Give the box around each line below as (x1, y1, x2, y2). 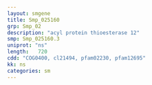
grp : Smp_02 (7, 23, 41, 29)
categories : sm (7, 67, 51, 74)
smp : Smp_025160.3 (7, 36, 60, 42)
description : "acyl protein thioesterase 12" (7, 29, 140, 36)
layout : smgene (7, 10, 51, 17)
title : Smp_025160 (7, 16, 60, 23)
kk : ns (7, 61, 26, 68)
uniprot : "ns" (7, 42, 48, 49)
